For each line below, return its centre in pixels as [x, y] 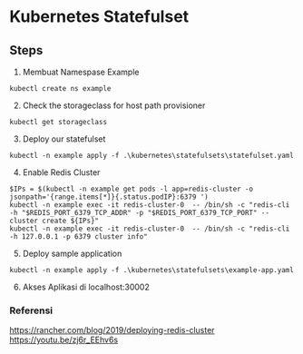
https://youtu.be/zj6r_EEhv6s [64, 340]
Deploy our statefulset [64, 139]
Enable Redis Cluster [61, 172]
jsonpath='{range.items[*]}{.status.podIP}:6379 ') [109, 197]
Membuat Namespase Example [81, 72]
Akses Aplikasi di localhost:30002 [86, 287]
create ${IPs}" [71, 221]
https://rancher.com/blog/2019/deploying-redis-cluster [112, 330]
